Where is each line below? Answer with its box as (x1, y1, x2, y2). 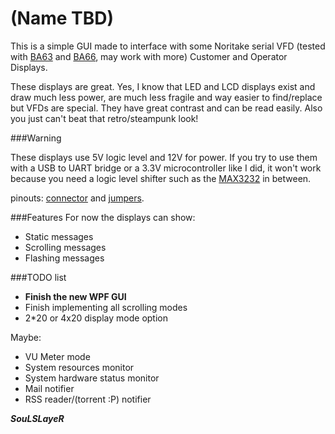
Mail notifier (24, 382, 75, 394)
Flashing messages (24, 252, 105, 264)
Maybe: (10, 331, 42, 343)
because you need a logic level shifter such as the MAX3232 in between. (10, 172, 312, 184)
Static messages (24, 230, 94, 242)
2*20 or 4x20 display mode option (24, 312, 168, 324)
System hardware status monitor (24, 372, 160, 384)
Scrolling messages (24, 241, 107, 253)
